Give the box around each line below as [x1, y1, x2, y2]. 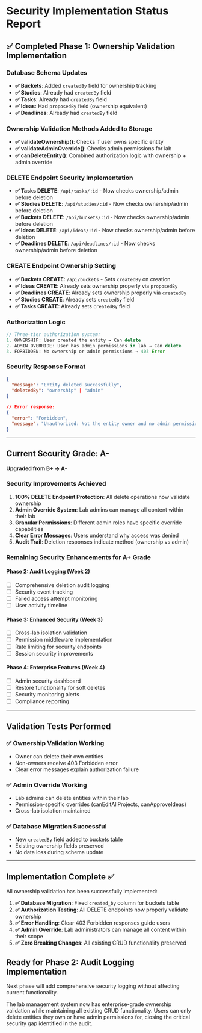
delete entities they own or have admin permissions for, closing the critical [6, 1013, 191, 1021]
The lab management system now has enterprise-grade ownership [6, 1000, 172, 1008]
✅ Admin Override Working [6, 781, 87, 789]
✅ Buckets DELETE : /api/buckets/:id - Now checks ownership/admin [14, 214, 190, 221]
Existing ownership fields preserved [14, 842, 104, 849]
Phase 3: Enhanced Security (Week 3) [6, 616, 103, 623]
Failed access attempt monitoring [14, 595, 98, 603]
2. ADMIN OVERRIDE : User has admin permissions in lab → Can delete [6, 343, 182, 349]
